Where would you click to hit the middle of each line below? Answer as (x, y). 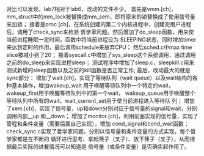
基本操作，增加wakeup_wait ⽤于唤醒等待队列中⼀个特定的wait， (93, 85)
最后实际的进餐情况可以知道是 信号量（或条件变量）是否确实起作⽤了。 (100, 147)
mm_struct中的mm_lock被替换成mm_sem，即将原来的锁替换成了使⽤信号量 (101, 17)
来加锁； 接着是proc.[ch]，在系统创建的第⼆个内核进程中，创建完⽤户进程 (99, 24)
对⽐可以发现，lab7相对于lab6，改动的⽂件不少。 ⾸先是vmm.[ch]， (91, 9)
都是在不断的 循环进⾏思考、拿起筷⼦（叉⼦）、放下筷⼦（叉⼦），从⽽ (103, 139)
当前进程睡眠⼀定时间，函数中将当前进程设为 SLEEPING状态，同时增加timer (101, 39)
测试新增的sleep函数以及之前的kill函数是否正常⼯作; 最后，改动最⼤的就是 (98, 70)
